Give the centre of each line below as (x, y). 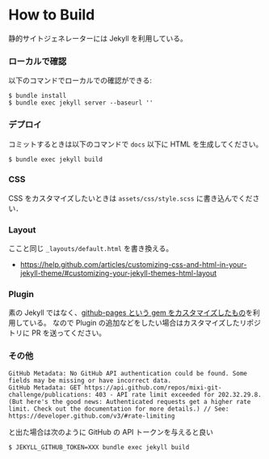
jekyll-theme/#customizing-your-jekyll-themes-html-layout (118, 274)
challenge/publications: (50, 394)
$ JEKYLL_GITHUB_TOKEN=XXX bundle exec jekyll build (99, 447)
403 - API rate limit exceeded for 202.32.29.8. (179, 394)
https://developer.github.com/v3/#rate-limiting (92, 416)
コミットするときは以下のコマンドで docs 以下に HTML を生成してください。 (136, 144)
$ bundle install (38, 96)
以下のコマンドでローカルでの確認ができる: (80, 81)
